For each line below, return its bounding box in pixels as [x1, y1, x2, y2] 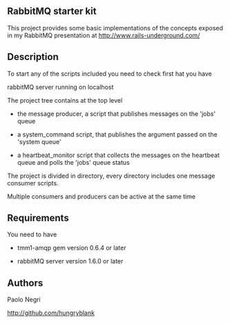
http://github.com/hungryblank [7, 309, 95, 317]
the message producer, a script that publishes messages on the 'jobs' [17, 110, 216, 118]
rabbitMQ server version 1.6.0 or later [17, 257, 124, 265]
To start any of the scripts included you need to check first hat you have [7, 69, 212, 78]
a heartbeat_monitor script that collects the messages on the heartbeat [17, 151, 220, 159]
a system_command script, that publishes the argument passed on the [17, 130, 218, 139]
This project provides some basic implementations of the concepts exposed [7, 23, 223, 32]
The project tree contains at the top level [7, 96, 123, 104]
